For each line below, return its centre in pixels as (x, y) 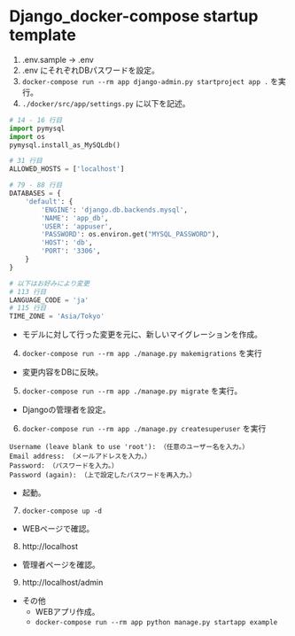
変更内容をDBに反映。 (62, 372)
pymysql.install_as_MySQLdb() (65, 145)
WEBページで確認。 (58, 529)
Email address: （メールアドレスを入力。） (81, 457)
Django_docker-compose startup (134, 16)
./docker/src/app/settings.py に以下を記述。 (106, 103)
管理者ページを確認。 (61, 565)
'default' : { (49, 201)
